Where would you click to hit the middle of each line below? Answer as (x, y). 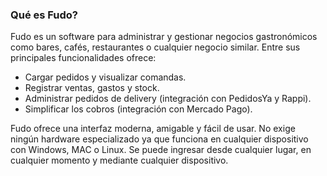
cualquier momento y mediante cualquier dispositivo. (119, 160)
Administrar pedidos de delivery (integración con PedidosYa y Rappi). (168, 99)
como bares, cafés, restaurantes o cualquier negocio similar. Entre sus (155, 47)
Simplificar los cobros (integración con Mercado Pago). (138, 109)
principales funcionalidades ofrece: (83, 58)
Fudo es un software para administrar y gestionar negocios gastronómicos (164, 37)
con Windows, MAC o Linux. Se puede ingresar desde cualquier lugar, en (161, 150)
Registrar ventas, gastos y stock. (92, 88)
